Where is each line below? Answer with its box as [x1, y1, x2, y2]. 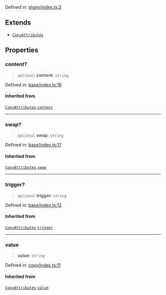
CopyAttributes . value [5, 285, 49, 291]
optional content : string [17, 72, 69, 78]
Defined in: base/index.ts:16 [5, 82, 62, 88]
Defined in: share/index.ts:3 [5, 4, 62, 10]
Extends [5, 18, 31, 27]
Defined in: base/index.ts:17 [5, 142, 62, 147]
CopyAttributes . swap [5, 164, 46, 170]
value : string [17, 252, 45, 258]
